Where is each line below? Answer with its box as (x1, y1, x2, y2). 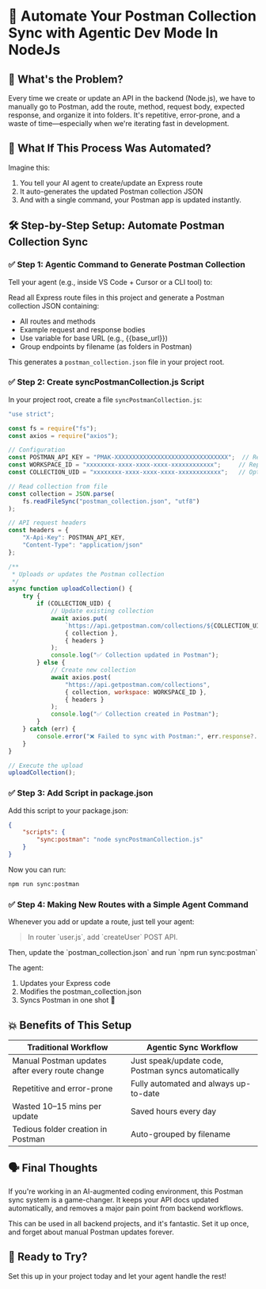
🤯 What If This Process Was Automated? (8, 142, 212, 155)
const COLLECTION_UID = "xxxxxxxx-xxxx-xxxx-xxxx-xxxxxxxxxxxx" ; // (8, 468, 246, 477)
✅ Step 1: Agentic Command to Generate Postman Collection (8, 259, 245, 270)
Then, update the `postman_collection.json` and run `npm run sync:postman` (8, 948, 258, 957)
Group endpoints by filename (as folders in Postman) (19, 341, 192, 351)
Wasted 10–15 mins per (12, 1100, 101, 1111)
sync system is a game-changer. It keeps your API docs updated (8, 1195, 219, 1204)
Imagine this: (8, 163, 50, 172)
